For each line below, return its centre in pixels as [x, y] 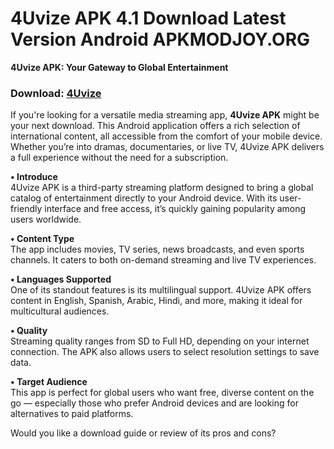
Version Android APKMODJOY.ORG [160, 39]
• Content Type [42, 239]
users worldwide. [46, 219]
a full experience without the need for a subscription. [119, 158]
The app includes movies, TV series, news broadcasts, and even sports [157, 249]
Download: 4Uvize [56, 93]
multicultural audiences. [60, 311]
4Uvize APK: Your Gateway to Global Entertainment [119, 67]
